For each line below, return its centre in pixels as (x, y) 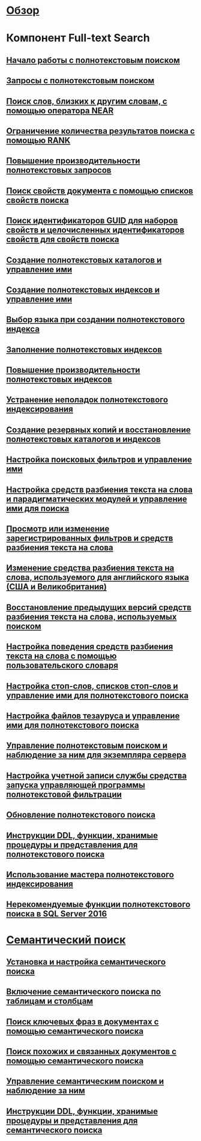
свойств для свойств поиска (63, 239)
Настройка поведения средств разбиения (90, 647)
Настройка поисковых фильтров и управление (99, 460)
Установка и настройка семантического (86, 962)
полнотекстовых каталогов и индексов (83, 439)
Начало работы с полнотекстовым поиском (93, 60)
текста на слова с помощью (61, 656)
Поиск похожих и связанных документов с (91, 1052)
